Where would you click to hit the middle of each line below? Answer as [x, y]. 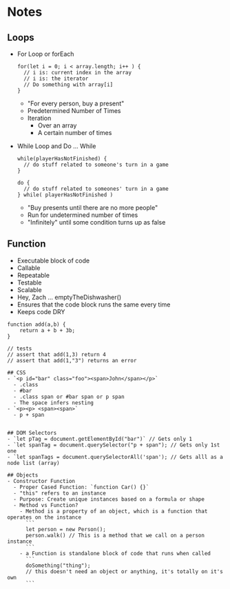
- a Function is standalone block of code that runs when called [115, 553]
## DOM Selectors [32, 433]
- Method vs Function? [46, 505]
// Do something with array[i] [69, 85]
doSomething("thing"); [58, 566]
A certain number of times [75, 133]
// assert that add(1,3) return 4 [57, 354]
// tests [20, 349]
